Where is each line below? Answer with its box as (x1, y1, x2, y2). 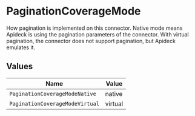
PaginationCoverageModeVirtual (9, 100, 100, 107)
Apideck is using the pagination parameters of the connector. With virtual (6, 30, 189, 38)
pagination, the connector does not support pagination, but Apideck (6, 37, 176, 44)
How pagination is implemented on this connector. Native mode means (6, 24, 183, 32)
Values (6, 61, 33, 72)
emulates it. (6, 44, 35, 51)
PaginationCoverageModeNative (9, 90, 97, 97)
